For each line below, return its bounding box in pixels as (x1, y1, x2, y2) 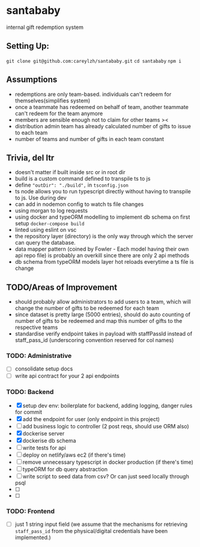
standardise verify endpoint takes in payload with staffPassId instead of (14, 330, 193, 337)
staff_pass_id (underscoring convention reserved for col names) (14, 337, 174, 344)
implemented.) (14, 534, 51, 541)
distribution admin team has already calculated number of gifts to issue (14, 122, 191, 130)
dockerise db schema (22, 437, 76, 444)
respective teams (14, 324, 58, 331)
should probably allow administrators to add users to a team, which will (14, 298, 191, 305)
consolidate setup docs (14, 365, 73, 372)
